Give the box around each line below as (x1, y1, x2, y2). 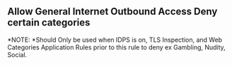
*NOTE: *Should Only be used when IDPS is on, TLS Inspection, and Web (7, 35, 223, 44)
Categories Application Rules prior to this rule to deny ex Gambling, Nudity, (7, 42, 226, 52)
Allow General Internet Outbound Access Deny (7, 6, 218, 18)
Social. (7, 50, 28, 59)
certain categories (7, 17, 91, 29)
